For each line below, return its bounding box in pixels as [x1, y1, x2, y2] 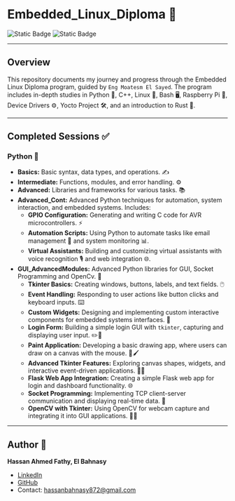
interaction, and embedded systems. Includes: [17, 203, 152, 212]
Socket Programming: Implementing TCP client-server [27, 389, 187, 398]
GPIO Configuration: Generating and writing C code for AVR [27, 211, 201, 220]
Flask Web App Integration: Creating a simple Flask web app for [27, 374, 215, 382]
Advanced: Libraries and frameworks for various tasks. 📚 [17, 186, 186, 194]
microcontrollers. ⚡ [27, 219, 83, 227]
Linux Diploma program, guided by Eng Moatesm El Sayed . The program [7, 82, 212, 91]
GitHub [17, 479, 38, 487]
